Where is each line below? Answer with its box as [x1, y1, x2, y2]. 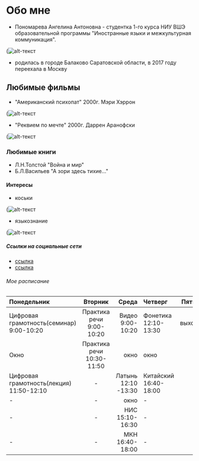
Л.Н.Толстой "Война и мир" [14, 161, 85, 168]
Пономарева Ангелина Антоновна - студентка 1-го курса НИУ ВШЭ [14, 23, 185, 30]
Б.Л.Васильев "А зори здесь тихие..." [14, 168, 108, 175]
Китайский [143, 372, 175, 380]
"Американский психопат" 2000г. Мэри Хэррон [14, 98, 136, 105]
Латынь [115, 372, 138, 380]
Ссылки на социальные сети [6, 242, 82, 250]
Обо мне [6, 4, 51, 17]
